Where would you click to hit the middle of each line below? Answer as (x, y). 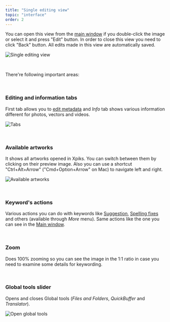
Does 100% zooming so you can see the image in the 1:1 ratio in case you (82, 259)
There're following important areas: (42, 75)
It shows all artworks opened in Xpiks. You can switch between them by (81, 158)
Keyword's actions (29, 202)
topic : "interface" (26, 15)
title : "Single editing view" (38, 10)
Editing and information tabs (41, 98)
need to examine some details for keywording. (54, 264)
